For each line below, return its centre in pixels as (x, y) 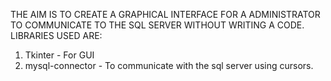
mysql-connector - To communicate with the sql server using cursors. (169, 65)
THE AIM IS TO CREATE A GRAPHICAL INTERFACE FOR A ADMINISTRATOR (165, 14)
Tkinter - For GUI (59, 55)
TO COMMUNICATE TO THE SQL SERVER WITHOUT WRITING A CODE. (157, 25)
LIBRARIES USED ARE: (56, 35)
